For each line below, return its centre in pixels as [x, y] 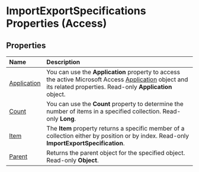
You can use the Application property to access [113, 72]
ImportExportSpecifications [76, 11]
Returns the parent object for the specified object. [116, 153]
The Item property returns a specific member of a [115, 128]
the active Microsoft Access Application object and [117, 79]
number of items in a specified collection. [104, 111]
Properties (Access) [57, 23]
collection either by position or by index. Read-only [118, 136]
